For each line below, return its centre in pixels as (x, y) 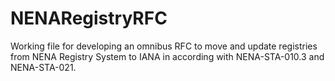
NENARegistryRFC (89, 18)
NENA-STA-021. (43, 67)
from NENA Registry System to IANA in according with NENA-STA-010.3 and (167, 56)
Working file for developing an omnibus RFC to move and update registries (164, 46)
